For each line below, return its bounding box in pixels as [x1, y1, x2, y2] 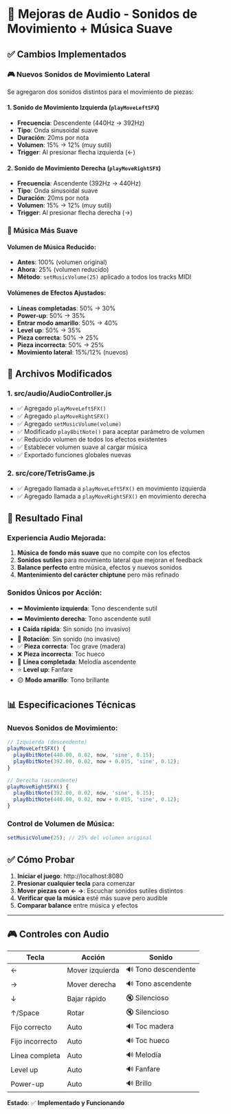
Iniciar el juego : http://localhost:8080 [16, 872, 124, 880]
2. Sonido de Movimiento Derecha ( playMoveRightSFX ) [7, 163, 162, 172]
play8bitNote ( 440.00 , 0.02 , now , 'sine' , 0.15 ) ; [13, 752, 155, 759]
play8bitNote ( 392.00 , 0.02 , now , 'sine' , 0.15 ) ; [13, 790, 155, 797]
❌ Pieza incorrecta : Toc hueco [16, 650, 105, 658]
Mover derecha [67, 979, 117, 989]
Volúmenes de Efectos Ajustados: [7, 289, 107, 297]
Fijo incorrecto [10, 1037, 58, 1046]
